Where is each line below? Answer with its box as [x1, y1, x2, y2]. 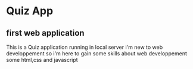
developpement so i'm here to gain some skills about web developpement [6, 50, 188, 57]
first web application [6, 28, 85, 38]
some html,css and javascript [6, 57, 79, 63]
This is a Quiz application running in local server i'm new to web [6, 43, 163, 51]
